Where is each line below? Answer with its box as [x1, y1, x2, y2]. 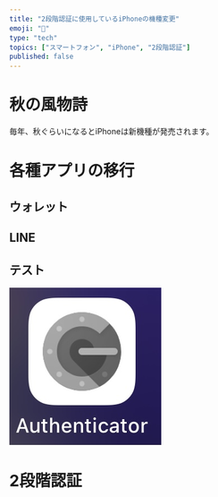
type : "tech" [9, 33, 58, 42]
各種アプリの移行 [9, 161, 136, 181]
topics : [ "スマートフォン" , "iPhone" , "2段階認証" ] [9, 43, 190, 52]
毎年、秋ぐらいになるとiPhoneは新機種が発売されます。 [9, 126, 214, 137]
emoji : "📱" [9, 23, 50, 33]
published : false [9, 52, 74, 62]
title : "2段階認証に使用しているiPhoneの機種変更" [9, 14, 180, 23]
